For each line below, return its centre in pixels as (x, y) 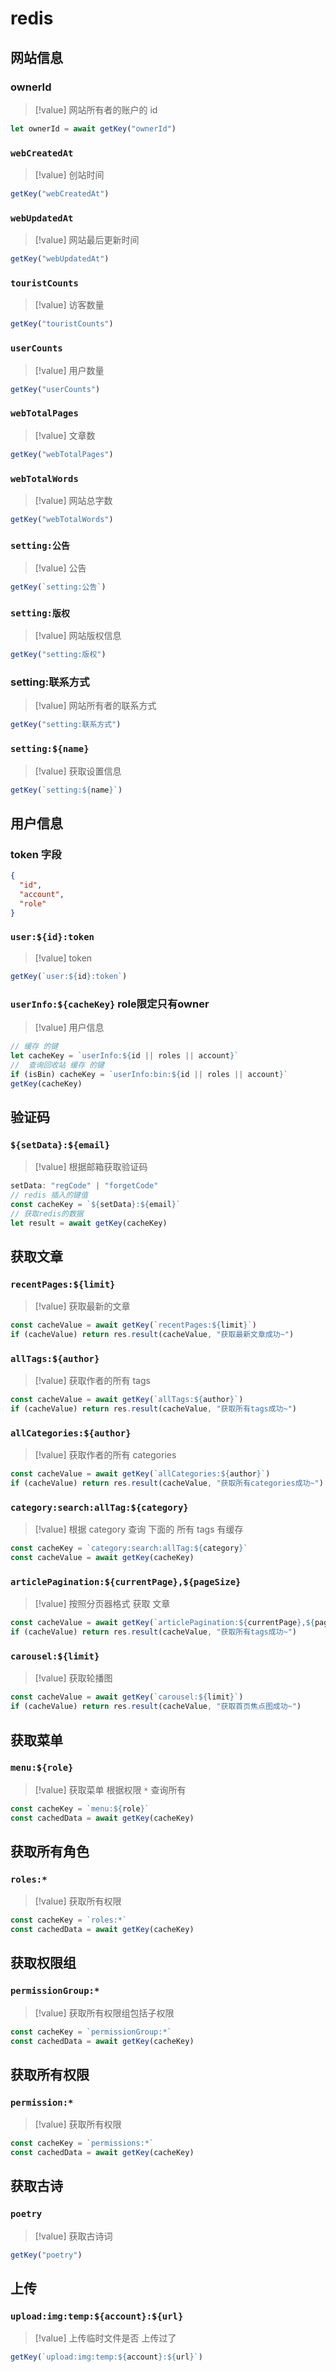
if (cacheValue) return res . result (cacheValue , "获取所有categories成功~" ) (167, 1483)
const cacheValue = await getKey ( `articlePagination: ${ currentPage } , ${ (162, 1623)
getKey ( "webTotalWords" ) (62, 519)
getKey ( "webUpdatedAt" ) (60, 259)
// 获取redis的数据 (47, 1213)
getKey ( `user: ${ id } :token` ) (69, 976)
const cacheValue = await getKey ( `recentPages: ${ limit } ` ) (133, 1325)
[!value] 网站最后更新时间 (87, 240)
